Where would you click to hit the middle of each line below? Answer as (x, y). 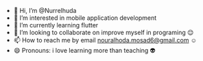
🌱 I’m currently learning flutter (56, 25)
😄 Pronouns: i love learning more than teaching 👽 (84, 50)
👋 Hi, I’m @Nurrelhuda (45, 11)
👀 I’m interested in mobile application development (85, 18)
